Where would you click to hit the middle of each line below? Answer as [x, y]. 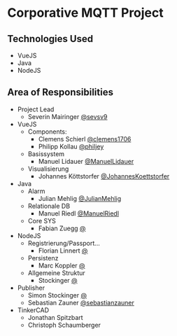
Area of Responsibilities [61, 92]
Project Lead [36, 109]
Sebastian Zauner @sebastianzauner [81, 302]
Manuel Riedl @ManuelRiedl [79, 213]
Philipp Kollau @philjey [71, 146]
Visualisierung [48, 169]
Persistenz [43, 258]
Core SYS [42, 220]
